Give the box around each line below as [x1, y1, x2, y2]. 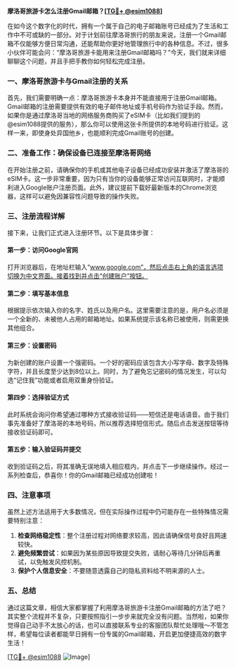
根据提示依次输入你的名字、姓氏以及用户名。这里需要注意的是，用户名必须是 [7, 306, 229, 315]
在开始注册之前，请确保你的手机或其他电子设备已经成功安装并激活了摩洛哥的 [7, 165, 229, 174]
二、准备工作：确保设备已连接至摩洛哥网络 [7, 148, 152, 158]
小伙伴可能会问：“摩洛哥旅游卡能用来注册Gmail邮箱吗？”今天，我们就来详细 [7, 49, 226, 56]
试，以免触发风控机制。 [17, 557, 86, 566]
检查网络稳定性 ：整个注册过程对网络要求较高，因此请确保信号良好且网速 [17, 531, 227, 540]
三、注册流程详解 [7, 211, 65, 221]
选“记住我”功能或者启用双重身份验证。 [7, 376, 118, 384]
